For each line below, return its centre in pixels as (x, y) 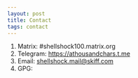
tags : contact (28, 26)
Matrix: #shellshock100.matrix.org (66, 47)
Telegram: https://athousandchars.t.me (74, 54)
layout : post (26, 14)
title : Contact (29, 20)
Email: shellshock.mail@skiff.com (65, 61)
